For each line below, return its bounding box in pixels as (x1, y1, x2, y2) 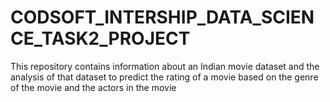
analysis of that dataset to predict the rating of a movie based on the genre (10, 71, 319, 83)
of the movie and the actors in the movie (10, 81, 177, 93)
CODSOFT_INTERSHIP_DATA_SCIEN (10, 6, 315, 29)
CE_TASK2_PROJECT (10, 27, 191, 50)
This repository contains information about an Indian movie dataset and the (10, 60, 320, 72)
